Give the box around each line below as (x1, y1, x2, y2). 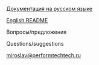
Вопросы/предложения (6, 28, 67, 36)
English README (6, 17, 48, 23)
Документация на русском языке (6, 5, 92, 12)
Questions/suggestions (6, 40, 65, 47)
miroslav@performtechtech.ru (6, 52, 81, 59)
